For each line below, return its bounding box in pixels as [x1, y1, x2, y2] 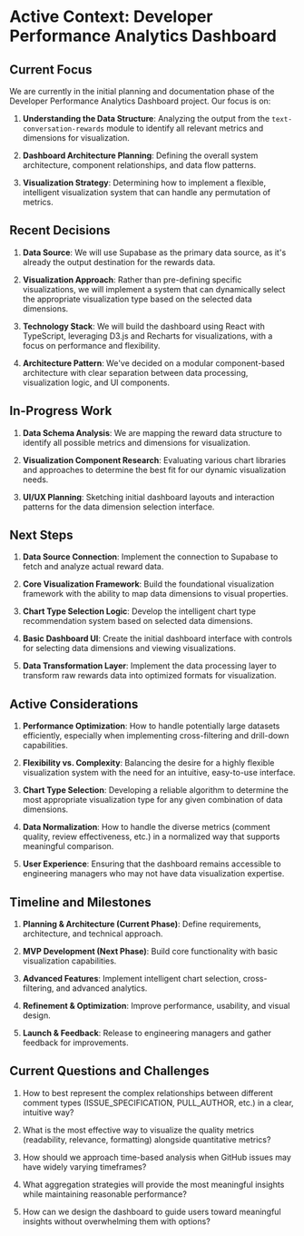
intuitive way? [22, 1106, 74, 1118]
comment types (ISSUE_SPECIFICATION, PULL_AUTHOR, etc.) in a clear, [22, 1097, 294, 1108]
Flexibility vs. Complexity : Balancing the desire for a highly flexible [22, 757, 275, 768]
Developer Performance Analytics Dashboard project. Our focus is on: [9, 95, 271, 106]
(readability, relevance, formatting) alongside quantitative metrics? [22, 1133, 271, 1145]
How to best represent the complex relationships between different [22, 1087, 274, 1098]
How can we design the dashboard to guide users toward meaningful [22, 1206, 281, 1217]
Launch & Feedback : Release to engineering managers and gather [22, 1028, 272, 1039]
